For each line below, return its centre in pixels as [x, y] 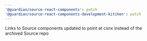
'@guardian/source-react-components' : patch [51, 10]
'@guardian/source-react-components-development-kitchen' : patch [73, 14]
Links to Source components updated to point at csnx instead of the [73, 28]
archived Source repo [27, 33]
